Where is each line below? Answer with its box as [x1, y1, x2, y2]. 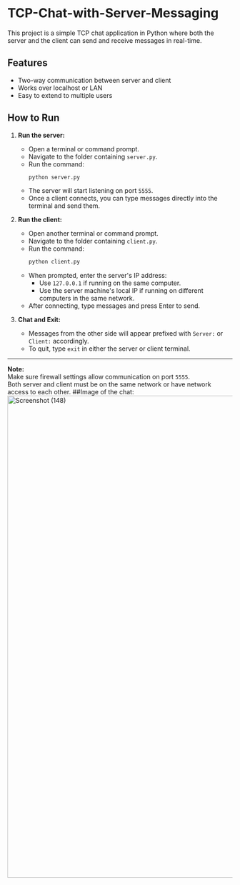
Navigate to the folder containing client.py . [28, 237, 158, 246]
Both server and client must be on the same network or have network [7, 380, 212, 389]
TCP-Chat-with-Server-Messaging [7, 5, 219, 21]
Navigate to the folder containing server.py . [28, 152, 158, 161]
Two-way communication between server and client [17, 76, 171, 84]
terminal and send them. [28, 201, 101, 210]
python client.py [28, 259, 81, 266]
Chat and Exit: [17, 316, 61, 324]
